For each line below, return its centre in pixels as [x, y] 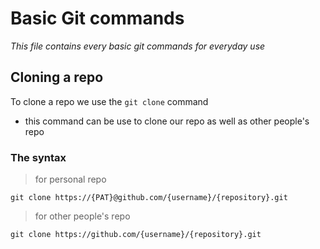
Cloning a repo [57, 77]
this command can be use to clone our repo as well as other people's [167, 121]
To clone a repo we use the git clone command [109, 101]
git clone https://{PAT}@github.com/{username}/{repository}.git [149, 198]
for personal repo [70, 179]
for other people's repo [82, 216]
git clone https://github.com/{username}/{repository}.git [136, 235]
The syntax [38, 157]
